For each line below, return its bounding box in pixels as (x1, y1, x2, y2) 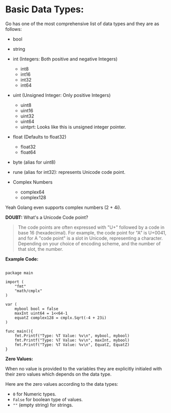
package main (5, 270, 33, 276)
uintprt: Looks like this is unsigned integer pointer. (20, 124, 126, 130)
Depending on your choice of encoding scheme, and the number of (17, 240, 161, 247)
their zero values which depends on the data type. (5, 371, 112, 377)
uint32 (20, 113, 34, 119)
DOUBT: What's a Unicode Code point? (5, 214, 88, 220)
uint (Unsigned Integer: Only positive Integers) (12, 92, 111, 98)
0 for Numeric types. (12, 391, 56, 397)
